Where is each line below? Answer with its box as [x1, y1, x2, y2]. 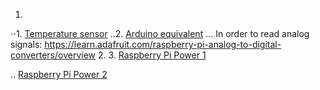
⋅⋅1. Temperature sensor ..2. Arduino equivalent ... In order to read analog [10, 28, 310, 39]
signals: [10, 39, 43, 50]
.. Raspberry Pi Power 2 [10, 69, 108, 80]
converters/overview [10, 49, 97, 61]
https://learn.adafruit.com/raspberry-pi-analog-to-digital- [44, 39, 282, 50]
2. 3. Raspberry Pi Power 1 [97, 49, 207, 61]
